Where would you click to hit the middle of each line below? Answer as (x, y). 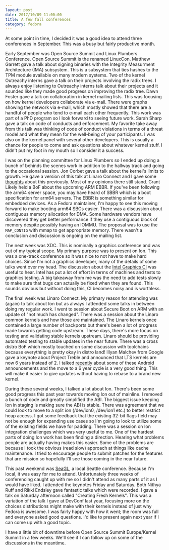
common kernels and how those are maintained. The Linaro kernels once (81, 320)
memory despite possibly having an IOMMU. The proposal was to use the (81, 225)
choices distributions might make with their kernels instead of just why (78, 506)
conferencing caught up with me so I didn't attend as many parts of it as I (81, 480)
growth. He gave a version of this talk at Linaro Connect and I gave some (81, 176)
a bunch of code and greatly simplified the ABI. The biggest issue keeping (82, 400)
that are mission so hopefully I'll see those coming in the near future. (76, 459)
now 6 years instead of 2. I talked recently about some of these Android (80, 363)
